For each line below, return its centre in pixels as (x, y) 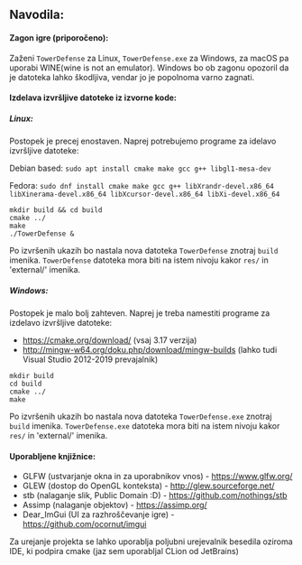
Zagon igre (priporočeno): (59, 37)
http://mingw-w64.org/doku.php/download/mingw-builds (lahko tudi (150, 350)
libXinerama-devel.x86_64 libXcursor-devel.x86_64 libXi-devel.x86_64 (145, 195)
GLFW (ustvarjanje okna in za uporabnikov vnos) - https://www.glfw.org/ (157, 477)
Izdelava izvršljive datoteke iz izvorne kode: (93, 97)
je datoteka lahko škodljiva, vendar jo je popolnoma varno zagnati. (132, 77)
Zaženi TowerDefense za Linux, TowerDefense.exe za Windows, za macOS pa (149, 58)
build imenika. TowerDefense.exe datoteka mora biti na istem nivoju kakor (145, 426)
